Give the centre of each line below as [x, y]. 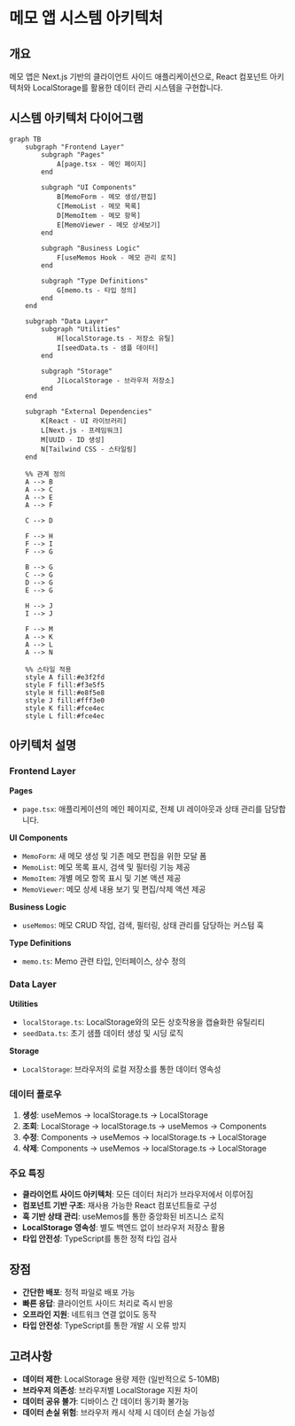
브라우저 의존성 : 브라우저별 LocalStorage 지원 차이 [110, 1391]
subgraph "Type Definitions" [95, 281]
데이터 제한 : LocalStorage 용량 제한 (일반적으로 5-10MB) [120, 1379]
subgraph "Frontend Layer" [75, 147]
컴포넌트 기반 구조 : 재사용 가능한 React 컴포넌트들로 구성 [120, 1205]
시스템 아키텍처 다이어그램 [76, 118]
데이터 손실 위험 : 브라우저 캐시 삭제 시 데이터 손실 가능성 [118, 1413]
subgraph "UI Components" [89, 187]
